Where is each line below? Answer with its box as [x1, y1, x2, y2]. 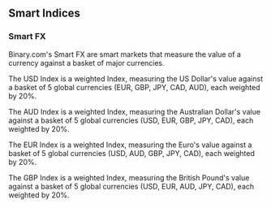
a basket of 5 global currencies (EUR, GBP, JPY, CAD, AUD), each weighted [8, 82, 260, 92]
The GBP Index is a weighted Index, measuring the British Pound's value [8, 172, 250, 182]
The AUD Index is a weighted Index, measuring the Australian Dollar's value [8, 106, 261, 116]
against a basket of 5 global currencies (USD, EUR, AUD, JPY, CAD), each [8, 181, 255, 191]
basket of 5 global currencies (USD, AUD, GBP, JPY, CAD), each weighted [8, 148, 256, 158]
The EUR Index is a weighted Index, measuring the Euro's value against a [8, 140, 252, 149]
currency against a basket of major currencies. [8, 58, 165, 67]
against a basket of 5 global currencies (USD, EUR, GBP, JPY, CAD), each [8, 115, 254, 125]
